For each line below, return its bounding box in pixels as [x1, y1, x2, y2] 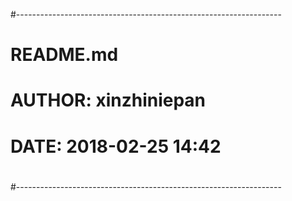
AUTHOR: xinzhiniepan [10, 89, 207, 112]
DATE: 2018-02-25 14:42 [10, 135, 222, 158]
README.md [10, 44, 119, 66]
